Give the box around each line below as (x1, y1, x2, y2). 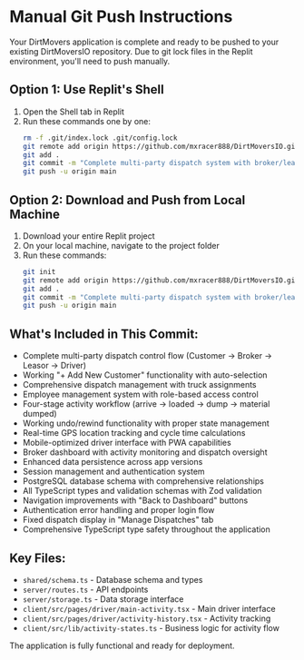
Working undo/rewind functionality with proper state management (22, 418, 270, 429)
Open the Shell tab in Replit (22, 106, 125, 117)
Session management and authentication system (22, 466, 206, 478)
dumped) (22, 409, 57, 419)
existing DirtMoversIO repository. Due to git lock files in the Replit (9, 45, 253, 56)
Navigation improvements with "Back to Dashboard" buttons (22, 495, 249, 506)
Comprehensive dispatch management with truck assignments (22, 379, 257, 390)
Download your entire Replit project (22, 230, 156, 241)
